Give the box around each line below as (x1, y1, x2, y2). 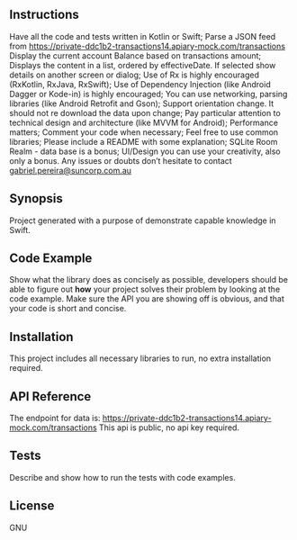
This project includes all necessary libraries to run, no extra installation (9, 353, 272, 364)
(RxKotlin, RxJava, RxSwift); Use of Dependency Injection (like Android (9, 78, 272, 89)
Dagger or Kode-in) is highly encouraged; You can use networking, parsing (9, 88, 288, 99)
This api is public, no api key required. (98, 422, 240, 433)
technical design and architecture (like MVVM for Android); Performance (9, 117, 279, 128)
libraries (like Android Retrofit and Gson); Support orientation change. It (9, 98, 274, 109)
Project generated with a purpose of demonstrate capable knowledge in (9, 215, 276, 226)
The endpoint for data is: (9, 413, 101, 424)
